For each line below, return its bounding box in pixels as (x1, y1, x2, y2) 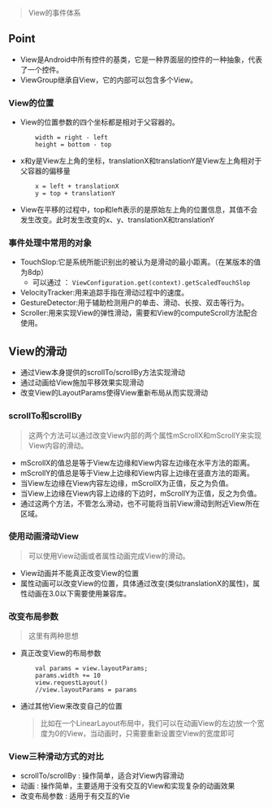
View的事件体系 (28, 8, 81, 17)
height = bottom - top (35, 141, 112, 149)
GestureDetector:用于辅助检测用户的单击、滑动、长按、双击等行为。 (19, 298, 249, 308)
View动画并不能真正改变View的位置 (19, 568, 140, 578)
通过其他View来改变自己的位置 (19, 701, 123, 711)
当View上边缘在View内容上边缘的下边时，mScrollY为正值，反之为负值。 (19, 488, 261, 498)
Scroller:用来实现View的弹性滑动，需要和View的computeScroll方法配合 (19, 308, 258, 318)
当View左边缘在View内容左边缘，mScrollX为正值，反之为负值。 (19, 478, 233, 487)
